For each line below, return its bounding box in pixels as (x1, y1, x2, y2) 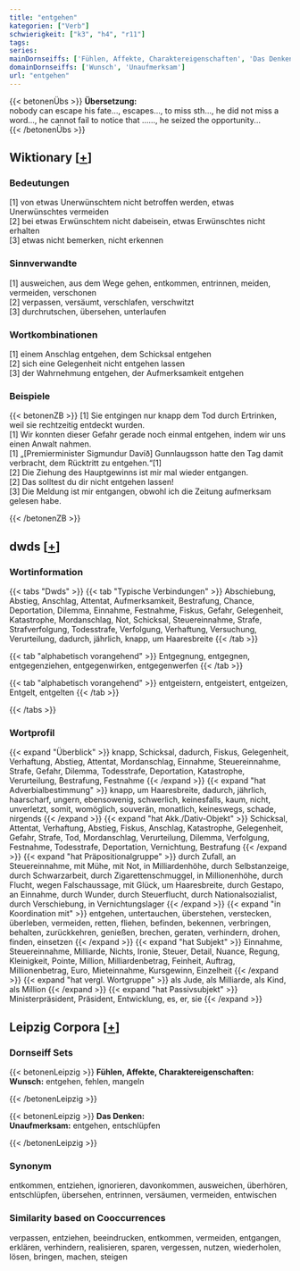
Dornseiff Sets (9, 1046, 73, 1058)
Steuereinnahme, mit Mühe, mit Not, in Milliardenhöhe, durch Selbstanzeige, (9, 861, 289, 872)
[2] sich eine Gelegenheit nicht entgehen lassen (9, 358, 186, 369)
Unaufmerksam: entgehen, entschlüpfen (9, 1120, 161, 1131)
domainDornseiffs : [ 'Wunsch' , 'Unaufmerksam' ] (9, 63, 186, 72)
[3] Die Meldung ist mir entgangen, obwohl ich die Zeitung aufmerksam (9, 486, 272, 497)
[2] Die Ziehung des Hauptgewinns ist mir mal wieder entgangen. (9, 467, 249, 478)
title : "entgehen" (9, 13, 78, 22)
